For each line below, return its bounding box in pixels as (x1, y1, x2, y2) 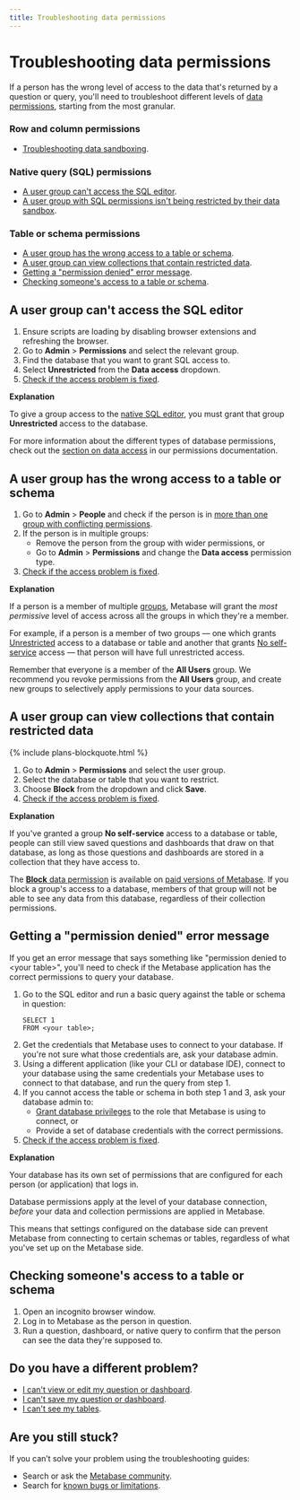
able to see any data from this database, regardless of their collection (9, 893, 266, 903)
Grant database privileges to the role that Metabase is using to (35, 1105, 266, 1117)
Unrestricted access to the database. (9, 418, 149, 429)
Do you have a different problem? (9, 1360, 199, 1375)
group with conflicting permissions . (21, 519, 153, 529)
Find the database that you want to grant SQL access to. (21, 355, 231, 366)
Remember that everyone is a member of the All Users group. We (9, 665, 252, 676)
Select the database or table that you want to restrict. (21, 773, 219, 785)
